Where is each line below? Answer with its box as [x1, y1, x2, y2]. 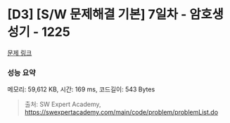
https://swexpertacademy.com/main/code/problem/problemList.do [24, 108, 219, 117]
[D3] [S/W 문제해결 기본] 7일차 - [7, 6, 187, 22]
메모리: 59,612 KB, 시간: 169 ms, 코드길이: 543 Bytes [7, 85, 155, 93]
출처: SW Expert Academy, [24, 100, 101, 109]
